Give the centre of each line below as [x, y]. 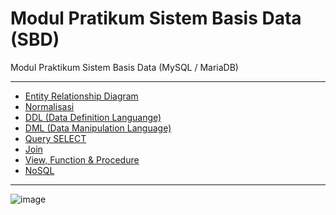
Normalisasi [49, 106]
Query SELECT [55, 138]
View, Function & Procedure [82, 159]
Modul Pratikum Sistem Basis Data [156, 18]
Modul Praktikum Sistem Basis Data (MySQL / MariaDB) [124, 67]
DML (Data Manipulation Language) [98, 128]
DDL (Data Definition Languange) [93, 117]
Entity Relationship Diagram [81, 96]
